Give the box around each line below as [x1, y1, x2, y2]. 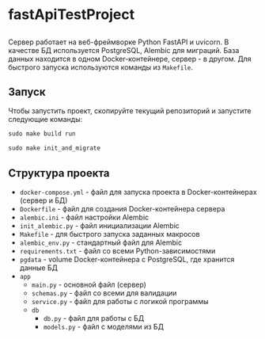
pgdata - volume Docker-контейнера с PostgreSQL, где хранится [19, 254, 235, 264]
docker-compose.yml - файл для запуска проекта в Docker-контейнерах [19, 187, 257, 196]
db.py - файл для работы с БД [43, 313, 145, 322]
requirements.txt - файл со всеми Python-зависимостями [19, 246, 216, 255]
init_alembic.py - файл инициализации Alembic [19, 220, 180, 230]
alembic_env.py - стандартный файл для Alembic [19, 238, 183, 247]
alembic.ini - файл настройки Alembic [19, 212, 150, 222]
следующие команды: [8, 115, 83, 124]
